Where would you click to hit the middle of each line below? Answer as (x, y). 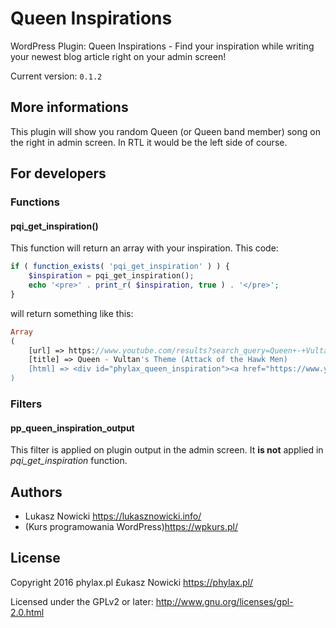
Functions (35, 202)
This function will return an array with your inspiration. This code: (144, 248)
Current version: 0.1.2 (56, 76)
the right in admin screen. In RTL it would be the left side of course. (149, 142)
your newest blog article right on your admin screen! (118, 56)
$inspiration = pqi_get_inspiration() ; (111, 276)
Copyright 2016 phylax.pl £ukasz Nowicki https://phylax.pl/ (132, 582)
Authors (36, 492)
